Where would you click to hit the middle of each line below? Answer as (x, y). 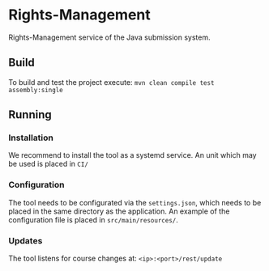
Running (30, 115)
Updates (26, 240)
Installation (31, 138)
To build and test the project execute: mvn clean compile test (111, 82)
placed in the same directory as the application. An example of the (119, 211)
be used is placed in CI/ (49, 164)
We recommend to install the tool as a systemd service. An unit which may (132, 155)
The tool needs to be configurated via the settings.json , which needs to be (135, 202)
